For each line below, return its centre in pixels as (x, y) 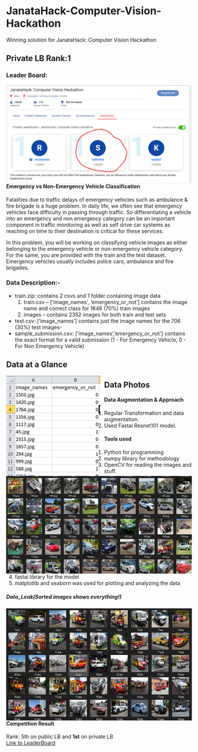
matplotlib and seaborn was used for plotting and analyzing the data (98, 583)
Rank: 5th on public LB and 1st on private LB (60, 737)
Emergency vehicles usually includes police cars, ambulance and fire (90, 261)
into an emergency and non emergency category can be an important (90, 218)
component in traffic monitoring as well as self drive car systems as (88, 225)
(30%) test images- (38, 327)
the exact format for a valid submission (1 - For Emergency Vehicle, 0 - (100, 340)
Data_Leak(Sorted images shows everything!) (64, 597)
